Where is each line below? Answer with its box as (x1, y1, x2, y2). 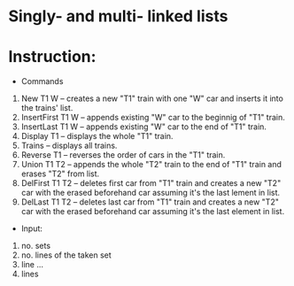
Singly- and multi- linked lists (8, 6, 228, 27)
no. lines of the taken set (20, 250, 112, 260)
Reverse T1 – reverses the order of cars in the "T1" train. (20, 150, 226, 160)
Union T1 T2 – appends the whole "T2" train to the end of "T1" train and (20, 159, 282, 170)
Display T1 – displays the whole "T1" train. (20, 131, 174, 142)
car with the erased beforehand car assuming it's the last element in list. (20, 206, 285, 217)
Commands (20, 76, 64, 87)
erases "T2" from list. (20, 168, 100, 179)
